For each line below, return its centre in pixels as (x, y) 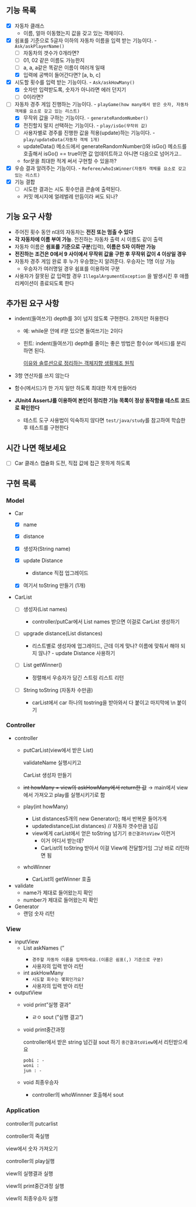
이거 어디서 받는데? (62, 840)
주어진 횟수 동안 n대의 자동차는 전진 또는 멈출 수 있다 (74, 232)
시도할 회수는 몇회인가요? (58, 980)
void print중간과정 (44, 1029)
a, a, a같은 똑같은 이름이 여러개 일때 (64, 68)
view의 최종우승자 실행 (32, 1199)
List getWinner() (43, 665)
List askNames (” (44, 948)
